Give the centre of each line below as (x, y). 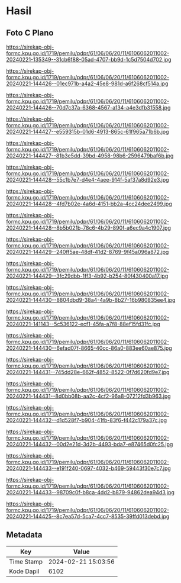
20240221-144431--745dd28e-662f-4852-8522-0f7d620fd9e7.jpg (88, 372)
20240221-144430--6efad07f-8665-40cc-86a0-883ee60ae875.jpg (89, 348)
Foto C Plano (30, 33)
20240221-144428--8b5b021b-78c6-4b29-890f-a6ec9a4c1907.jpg (89, 228)
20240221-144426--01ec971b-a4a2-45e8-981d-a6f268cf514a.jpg (87, 83)
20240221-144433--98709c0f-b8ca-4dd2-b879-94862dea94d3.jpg (90, 492)
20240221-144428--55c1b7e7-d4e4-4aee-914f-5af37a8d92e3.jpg (88, 180)
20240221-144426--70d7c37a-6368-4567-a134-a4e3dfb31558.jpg (88, 107)
